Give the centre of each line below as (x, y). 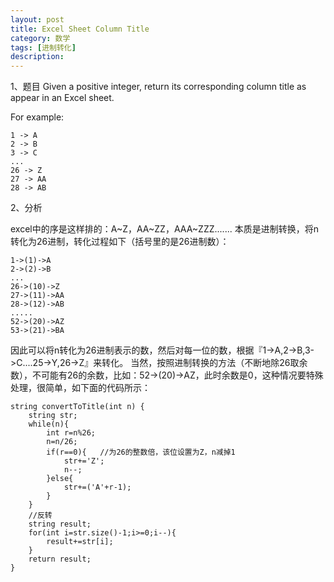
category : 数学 (40, 38)
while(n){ (49, 424)
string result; (60, 524)
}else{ (60, 479)
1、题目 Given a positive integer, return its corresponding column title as (158, 87)
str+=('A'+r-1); (97, 487)
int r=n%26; (71, 433)
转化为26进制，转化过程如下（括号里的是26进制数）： (120, 242)
